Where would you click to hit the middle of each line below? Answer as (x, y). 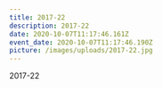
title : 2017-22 (37, 17)
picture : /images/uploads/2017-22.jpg (81, 51)
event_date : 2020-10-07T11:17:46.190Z (81, 42)
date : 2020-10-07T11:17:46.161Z (69, 34)
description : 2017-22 (49, 26)
